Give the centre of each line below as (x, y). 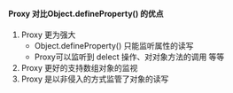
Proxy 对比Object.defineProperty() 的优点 (86, 13)
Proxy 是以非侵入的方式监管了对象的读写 (95, 79)
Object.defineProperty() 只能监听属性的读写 (114, 46)
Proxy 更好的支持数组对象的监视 (79, 68)
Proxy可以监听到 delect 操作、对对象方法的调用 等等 (129, 57)
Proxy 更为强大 (48, 35)
